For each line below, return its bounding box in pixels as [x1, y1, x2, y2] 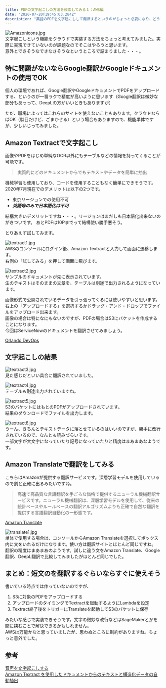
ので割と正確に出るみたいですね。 [5, 480, 75, 486]
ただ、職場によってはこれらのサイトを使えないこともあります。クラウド [5, 110, 152, 116]
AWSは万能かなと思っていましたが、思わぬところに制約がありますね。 [5, 629, 149, 635]
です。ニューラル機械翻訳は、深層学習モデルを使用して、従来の [30, 497, 160, 503]
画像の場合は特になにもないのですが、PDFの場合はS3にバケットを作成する [5, 315, 158, 321]
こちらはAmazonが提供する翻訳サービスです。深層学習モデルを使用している [5, 474, 160, 480]
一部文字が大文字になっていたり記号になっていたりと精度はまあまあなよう [5, 438, 157, 444]
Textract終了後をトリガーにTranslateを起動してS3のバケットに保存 [12, 606, 149, 612]
